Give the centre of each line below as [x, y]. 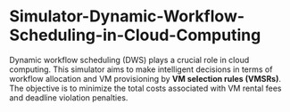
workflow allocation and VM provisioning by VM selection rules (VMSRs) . [145, 78]
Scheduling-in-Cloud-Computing [135, 35]
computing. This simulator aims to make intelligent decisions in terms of [141, 69]
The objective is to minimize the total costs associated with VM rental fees [145, 88]
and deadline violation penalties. [69, 97]
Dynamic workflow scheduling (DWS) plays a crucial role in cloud [129, 60]
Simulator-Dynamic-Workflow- [127, 16]
